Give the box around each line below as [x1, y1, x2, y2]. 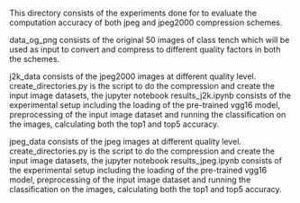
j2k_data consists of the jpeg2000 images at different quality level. [9, 71, 257, 82]
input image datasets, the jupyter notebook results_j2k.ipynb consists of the [9, 90, 291, 101]
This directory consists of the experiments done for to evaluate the [9, 8, 258, 18]
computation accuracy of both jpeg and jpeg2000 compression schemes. [9, 17, 283, 28]
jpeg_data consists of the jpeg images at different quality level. [9, 137, 241, 146]
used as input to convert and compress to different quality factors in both [9, 44, 281, 55]
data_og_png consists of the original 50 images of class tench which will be [9, 35, 290, 45]
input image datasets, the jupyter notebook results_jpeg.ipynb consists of [9, 155, 282, 165]
